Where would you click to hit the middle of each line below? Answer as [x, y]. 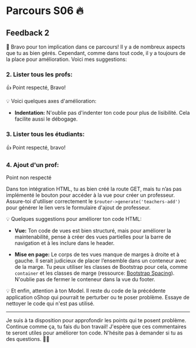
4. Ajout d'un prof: [33, 165]
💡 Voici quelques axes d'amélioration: [51, 101]
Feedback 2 [28, 33]
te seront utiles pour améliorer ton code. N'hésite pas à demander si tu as [94, 333]
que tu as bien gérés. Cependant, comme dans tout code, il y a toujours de [96, 53]
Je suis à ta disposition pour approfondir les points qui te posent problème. [96, 320]
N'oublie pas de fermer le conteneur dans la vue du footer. [85, 279]
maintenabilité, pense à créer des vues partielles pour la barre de [93, 237]
